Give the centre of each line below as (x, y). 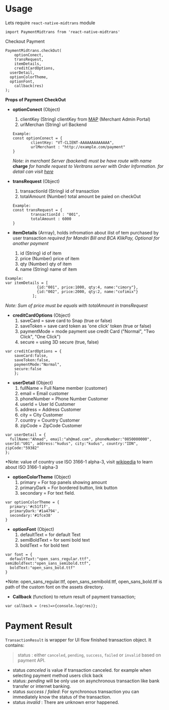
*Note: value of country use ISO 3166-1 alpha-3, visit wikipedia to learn (79, 461)
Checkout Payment (25, 41)
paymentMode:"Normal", (38, 364)
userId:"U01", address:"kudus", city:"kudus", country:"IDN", (72, 443)
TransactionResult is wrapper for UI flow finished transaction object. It (78, 640)
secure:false (28, 369)
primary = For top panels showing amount (63, 482)
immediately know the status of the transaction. (62, 697)
